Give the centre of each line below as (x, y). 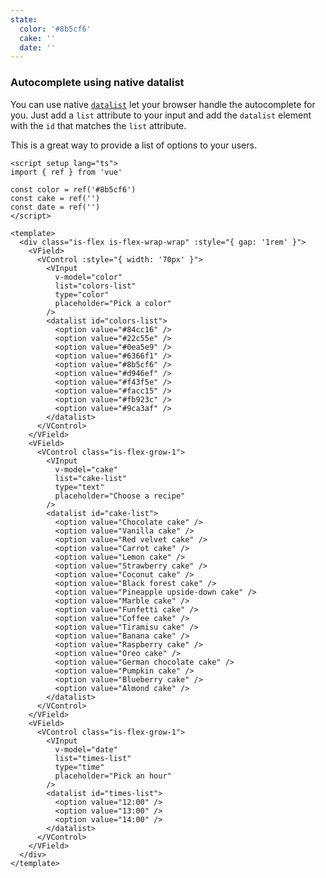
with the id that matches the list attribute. (98, 125)
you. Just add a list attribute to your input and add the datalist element (161, 115)
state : (24, 19)
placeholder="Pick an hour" (113, 776)
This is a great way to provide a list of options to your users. (133, 145)
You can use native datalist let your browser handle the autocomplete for (163, 104)
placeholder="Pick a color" (113, 303)
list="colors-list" (95, 286)
